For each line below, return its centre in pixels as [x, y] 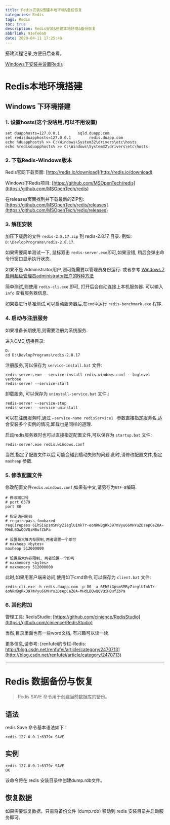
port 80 [13, 507]
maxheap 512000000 [25, 548]
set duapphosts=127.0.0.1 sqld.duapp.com [57, 133]
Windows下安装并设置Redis [34, 64]
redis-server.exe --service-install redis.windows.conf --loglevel [78, 375]
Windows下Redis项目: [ [30, 183]
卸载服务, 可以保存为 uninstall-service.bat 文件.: [57, 393]
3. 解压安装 [19, 224]
